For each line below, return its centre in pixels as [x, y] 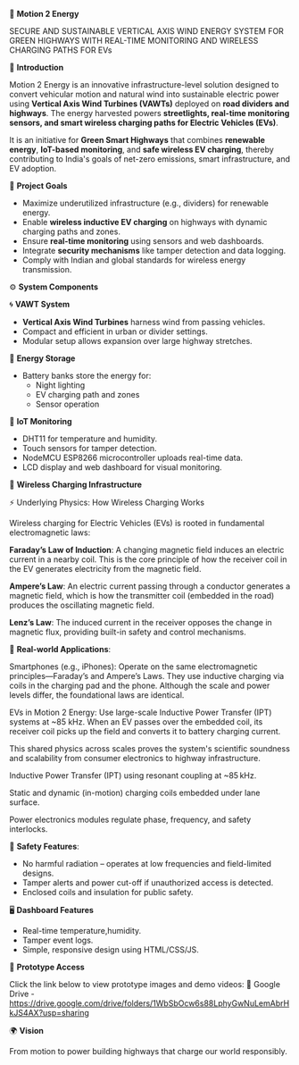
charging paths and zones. [71, 231]
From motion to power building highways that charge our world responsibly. [148, 1051]
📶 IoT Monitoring [41, 421]
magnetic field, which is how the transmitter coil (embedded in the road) [142, 595]
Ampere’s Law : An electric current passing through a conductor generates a [150, 586]
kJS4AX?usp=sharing [49, 1013]
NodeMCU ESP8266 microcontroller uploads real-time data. [133, 457]
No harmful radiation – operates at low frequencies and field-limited [147, 864]
